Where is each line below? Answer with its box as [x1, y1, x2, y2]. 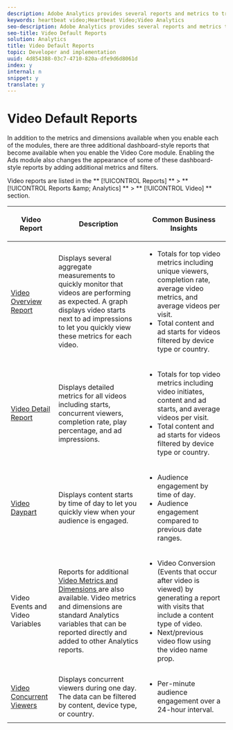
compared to [157, 516, 199, 525]
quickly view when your [58, 507, 135, 517]
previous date [157, 525, 202, 535]
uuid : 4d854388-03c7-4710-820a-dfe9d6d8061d [7, 55, 138, 62]
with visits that [157, 602, 205, 611]
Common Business [152, 215, 216, 225]
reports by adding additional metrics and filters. [22, 164, 158, 172]
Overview [10, 297, 42, 306]
